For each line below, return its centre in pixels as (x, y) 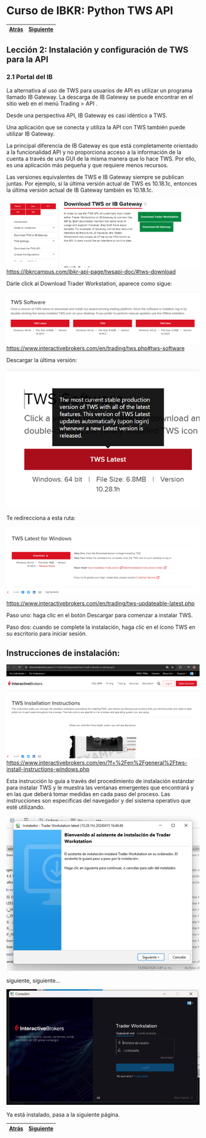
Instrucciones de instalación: (63, 653)
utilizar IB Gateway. (31, 134)
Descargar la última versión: (42, 360)
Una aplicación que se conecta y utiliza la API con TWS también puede (96, 127)
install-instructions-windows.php (48, 769)
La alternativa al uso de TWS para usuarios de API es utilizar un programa (100, 90)
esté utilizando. (25, 807)
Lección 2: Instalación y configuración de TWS (97, 50)
